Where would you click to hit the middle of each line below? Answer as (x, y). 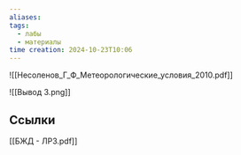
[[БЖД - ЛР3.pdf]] (43, 141)
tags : (19, 26)
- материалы (39, 42)
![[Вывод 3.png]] (40, 92)
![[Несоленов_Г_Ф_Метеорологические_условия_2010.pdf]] (121, 75)
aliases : (25, 17)
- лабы (29, 33)
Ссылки (32, 120)
